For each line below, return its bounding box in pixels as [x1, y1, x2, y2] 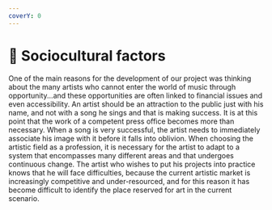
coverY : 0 [8, 11, 42, 20]
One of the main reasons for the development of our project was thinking [8, 73, 252, 83]
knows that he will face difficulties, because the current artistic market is [8, 167, 251, 178]
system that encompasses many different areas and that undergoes [8, 150, 235, 160]
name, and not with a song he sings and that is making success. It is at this [8, 107, 258, 117]
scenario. [8, 193, 40, 203]
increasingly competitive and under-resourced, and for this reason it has [8, 176, 250, 186]
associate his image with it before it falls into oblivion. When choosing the [8, 133, 253, 143]
